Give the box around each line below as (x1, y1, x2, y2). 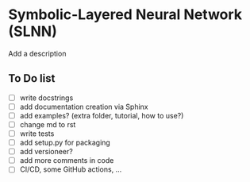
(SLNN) (8, 22, 57, 41)
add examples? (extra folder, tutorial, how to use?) (19, 110, 184, 120)
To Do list (8, 72, 56, 85)
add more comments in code (19, 156, 114, 165)
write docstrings (19, 93, 74, 103)
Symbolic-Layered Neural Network (8, 6, 243, 24)
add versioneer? (19, 147, 73, 157)
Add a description (8, 48, 67, 58)
